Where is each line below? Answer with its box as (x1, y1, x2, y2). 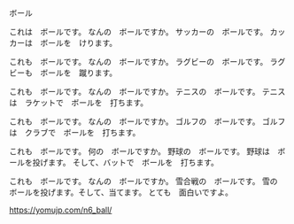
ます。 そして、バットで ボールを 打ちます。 (47, 158, 220, 167)
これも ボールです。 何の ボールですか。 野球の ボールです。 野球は (9, 146, 270, 157)
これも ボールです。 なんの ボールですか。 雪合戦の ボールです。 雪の (9, 176, 278, 186)
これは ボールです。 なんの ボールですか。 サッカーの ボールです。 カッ (9, 27, 286, 37)
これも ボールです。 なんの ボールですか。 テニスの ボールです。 (9, 87, 260, 97)
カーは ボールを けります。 (9, 38, 118, 48)
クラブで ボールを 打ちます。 (24, 127, 141, 137)
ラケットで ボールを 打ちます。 (24, 97, 149, 108)
